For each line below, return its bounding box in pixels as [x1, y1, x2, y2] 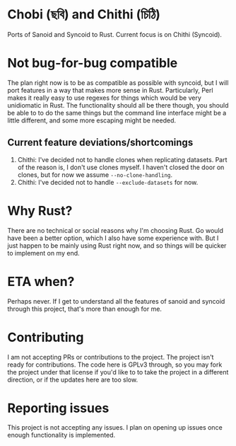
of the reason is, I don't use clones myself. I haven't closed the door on [17, 163, 225, 171]
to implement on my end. [7, 248, 80, 257]
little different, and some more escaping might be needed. [7, 116, 177, 125]
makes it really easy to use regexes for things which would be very [7, 93, 201, 102]
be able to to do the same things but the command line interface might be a [7, 108, 227, 117]
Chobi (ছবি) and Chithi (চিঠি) [7, 6, 160, 23]
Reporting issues [7, 400, 110, 416]
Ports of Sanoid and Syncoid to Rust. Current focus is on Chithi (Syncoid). [7, 30, 223, 38]
